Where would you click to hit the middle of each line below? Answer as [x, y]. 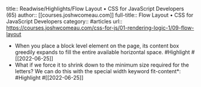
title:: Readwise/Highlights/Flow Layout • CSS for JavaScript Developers [95, 9]
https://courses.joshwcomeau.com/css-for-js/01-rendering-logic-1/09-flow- [100, 28]
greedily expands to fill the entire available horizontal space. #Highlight [102, 52]
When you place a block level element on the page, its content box [97, 46]
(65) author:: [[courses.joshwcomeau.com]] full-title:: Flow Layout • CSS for [100, 15]
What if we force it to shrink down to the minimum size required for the [102, 65]
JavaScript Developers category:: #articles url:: [64, 21]
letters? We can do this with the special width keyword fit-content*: [98, 71]
